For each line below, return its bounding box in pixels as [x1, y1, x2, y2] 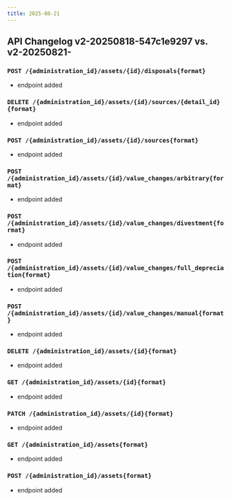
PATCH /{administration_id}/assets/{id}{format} [7, 410, 174, 417]
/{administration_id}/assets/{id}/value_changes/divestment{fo [7, 219, 224, 228]
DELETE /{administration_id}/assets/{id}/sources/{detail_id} [7, 98, 221, 106]
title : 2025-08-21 [7, 10, 60, 17]
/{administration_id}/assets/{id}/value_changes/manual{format [7, 309, 224, 317]
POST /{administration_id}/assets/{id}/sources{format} [7, 136, 199, 144]
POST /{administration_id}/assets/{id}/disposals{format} [7, 67, 206, 74]
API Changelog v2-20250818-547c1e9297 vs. [7, 36, 208, 48]
